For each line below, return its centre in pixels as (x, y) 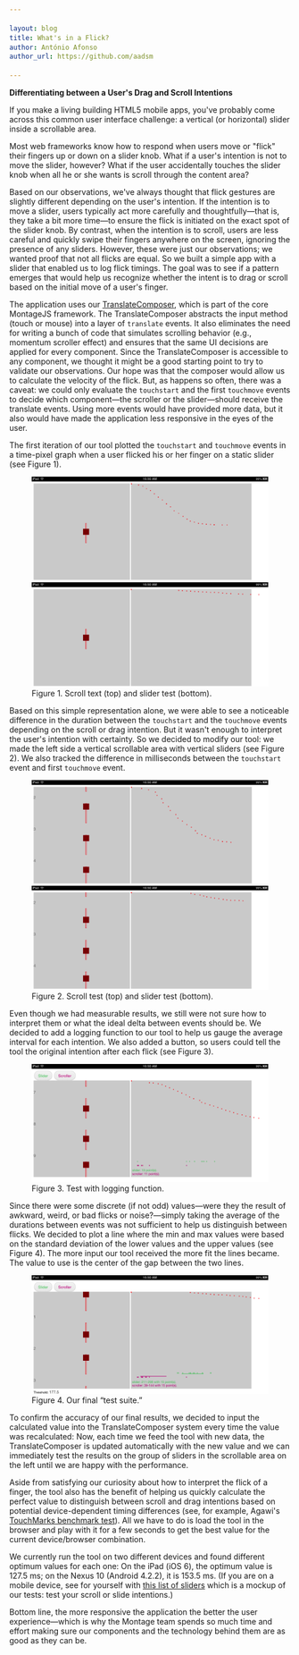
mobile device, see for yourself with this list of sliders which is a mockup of (148, 1585)
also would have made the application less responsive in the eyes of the (141, 418)
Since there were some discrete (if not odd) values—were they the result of (148, 1206)
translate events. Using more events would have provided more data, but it (146, 409)
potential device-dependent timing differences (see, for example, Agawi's (145, 1510)
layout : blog (33, 28)
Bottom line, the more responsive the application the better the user (133, 1612)
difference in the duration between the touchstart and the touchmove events (148, 720)
